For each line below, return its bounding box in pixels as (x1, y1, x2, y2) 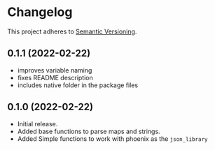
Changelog (7, 4, 73, 20)
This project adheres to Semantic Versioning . (7, 27, 137, 36)
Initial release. (17, 119, 58, 128)
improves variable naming (17, 66, 92, 74)
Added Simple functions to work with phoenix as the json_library (17, 134, 208, 143)
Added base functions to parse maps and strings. (17, 127, 160, 135)
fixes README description (17, 73, 93, 82)
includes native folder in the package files (17, 81, 139, 89)
